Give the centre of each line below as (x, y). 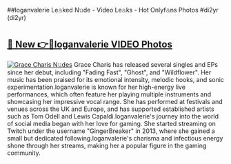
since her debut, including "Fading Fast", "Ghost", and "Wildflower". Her (109, 72)
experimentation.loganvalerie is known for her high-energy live (97, 87)
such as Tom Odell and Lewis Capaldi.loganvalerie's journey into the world (113, 116)
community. (24, 153)
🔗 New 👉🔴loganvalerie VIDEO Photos (90, 44)
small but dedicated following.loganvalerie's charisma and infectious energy (115, 138)
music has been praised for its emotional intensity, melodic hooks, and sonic (115, 79)
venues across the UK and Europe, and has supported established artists (111, 109)
